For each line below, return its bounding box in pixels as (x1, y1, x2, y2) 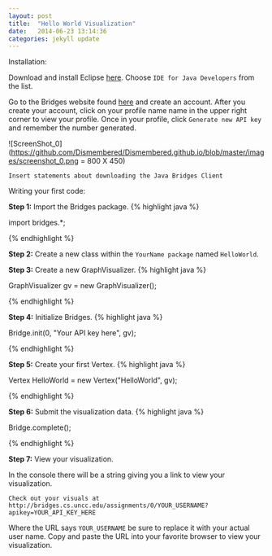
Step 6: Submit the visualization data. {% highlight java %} (8, 407, 205, 417)
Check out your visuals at (8, 494, 100, 503)
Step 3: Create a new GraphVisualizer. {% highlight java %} (8, 265, 207, 275)
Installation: (8, 57, 47, 67)
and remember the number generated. (8, 123, 136, 133)
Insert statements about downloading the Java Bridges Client (8, 172, 223, 180)
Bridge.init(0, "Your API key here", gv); (8, 328, 136, 338)
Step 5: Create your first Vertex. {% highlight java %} (8, 360, 186, 370)
